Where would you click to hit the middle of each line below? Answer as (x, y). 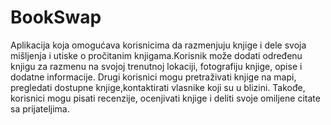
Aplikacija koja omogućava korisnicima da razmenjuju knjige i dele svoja (158, 45)
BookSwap (56, 17)
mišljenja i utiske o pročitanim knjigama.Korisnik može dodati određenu (156, 55)
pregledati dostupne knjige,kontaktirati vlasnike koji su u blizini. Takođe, (158, 87)
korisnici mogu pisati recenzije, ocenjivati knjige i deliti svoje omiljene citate (165, 98)
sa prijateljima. (40, 108)
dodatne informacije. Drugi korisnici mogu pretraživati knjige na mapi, (153, 77)
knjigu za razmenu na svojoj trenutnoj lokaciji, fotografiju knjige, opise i (156, 66)
